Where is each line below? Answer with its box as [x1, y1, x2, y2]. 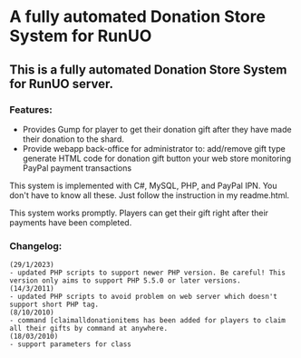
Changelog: [9, 239, 63, 252]
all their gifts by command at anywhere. [9, 324, 169, 333]
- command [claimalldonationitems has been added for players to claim [9, 316, 286, 325]
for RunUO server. [9, 75, 113, 92]
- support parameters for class [9, 340, 131, 349]
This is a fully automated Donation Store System [9, 62, 287, 77]
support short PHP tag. [9, 300, 100, 310]
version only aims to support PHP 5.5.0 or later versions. [9, 276, 242, 285]
